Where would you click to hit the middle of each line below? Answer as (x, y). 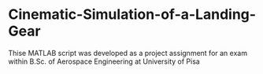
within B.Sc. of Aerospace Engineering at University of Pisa (104, 61)
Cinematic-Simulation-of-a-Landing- (132, 15)
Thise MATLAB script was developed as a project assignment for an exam (128, 53)
